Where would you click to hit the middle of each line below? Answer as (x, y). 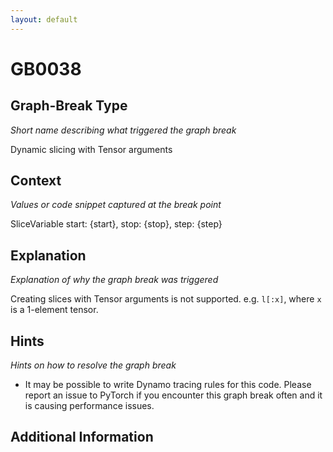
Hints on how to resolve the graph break (93, 365)
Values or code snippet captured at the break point (116, 205)
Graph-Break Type (69, 106)
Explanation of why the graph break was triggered (114, 280)
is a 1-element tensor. (54, 310)
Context (36, 181)
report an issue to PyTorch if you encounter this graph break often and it (173, 395)
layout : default (44, 19)
